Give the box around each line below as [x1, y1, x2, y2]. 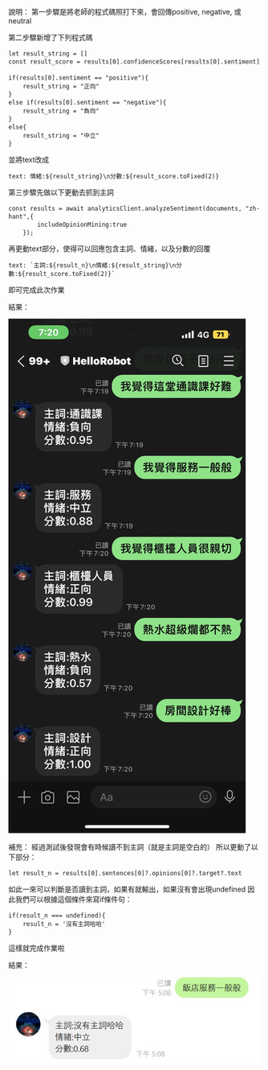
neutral [8, 16, 32, 26]
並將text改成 [8, 155, 50, 164]
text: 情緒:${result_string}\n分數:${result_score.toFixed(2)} [8, 172, 219, 180]
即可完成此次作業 [8, 285, 65, 294]
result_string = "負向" [22, 107, 100, 115]
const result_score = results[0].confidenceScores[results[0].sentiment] [8, 58, 261, 66]
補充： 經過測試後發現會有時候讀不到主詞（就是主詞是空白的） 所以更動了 [8, 842, 251, 851]
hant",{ [8, 212, 35, 220]
